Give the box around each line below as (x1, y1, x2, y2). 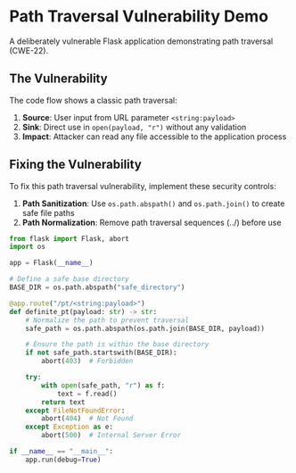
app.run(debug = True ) (25, 455, 102, 464)
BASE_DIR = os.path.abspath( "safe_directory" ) (9, 283, 185, 292)
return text (41, 397, 86, 407)
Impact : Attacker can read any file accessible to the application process (21, 131, 287, 142)
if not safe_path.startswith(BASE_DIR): (25, 348, 177, 358)
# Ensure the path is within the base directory (25, 340, 210, 349)
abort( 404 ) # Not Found (41, 414, 134, 423)
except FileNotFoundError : (25, 406, 126, 415)
